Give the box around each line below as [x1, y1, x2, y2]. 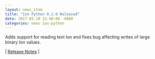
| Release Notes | [5, 49, 40, 55]
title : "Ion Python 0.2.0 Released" [5, 12, 80, 17]
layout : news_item [5, 7, 43, 12]
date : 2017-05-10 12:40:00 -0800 [5, 16, 73, 21]
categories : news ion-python [5, 20, 65, 26]
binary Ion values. [5, 39, 41, 45]
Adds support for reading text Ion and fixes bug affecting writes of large [5, 34, 150, 40]
